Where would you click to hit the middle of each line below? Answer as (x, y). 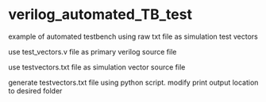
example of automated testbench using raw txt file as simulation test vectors (133, 36)
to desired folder (35, 91)
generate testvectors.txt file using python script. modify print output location (133, 82)
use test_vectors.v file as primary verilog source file (93, 51)
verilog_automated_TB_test (100, 15)
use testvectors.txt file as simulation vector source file (97, 67)
